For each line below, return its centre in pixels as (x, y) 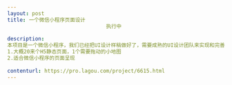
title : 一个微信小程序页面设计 (46, 20)
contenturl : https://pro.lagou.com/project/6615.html (86, 71)
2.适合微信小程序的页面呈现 (41, 58)
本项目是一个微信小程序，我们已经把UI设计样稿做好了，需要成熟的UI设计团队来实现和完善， (119, 45)
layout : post (26, 13)
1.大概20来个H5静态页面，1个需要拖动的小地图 (65, 52)
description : (26, 39)
